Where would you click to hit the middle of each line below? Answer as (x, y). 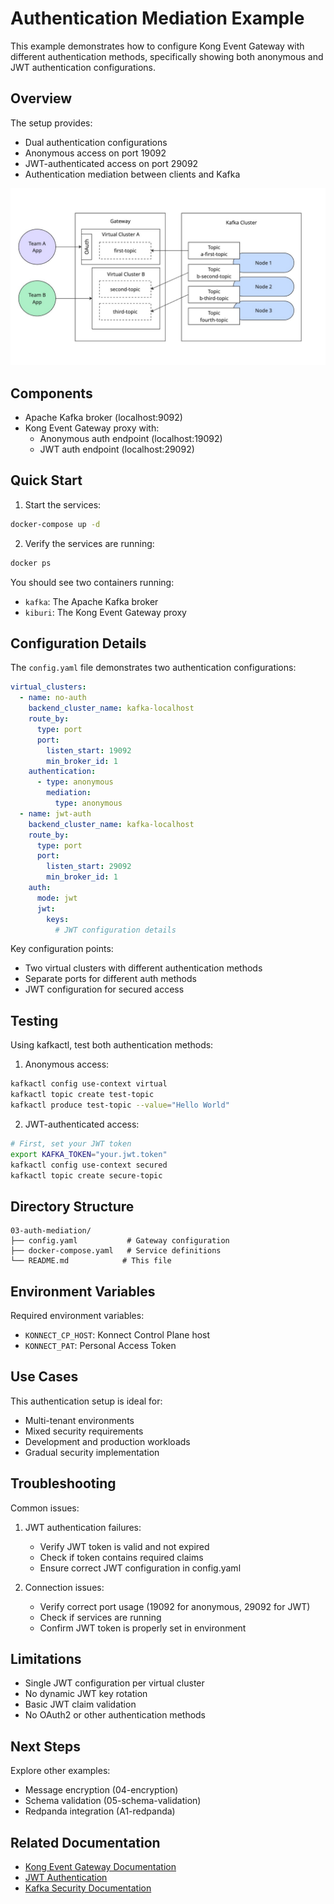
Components (51, 393)
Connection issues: (64, 1587)
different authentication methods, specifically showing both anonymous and (167, 56)
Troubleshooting (63, 1483)
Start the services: (63, 504)
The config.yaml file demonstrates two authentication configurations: (153, 668)
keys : (58, 919)
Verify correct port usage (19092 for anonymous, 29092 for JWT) (175, 1606)
